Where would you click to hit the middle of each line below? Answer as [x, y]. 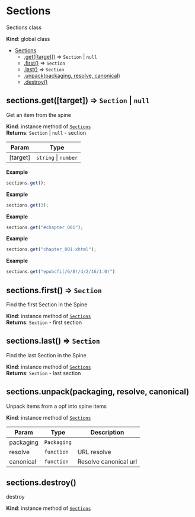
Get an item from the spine [39, 115]
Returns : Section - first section [44, 322]
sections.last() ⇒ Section [53, 341]
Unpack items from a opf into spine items [56, 406]
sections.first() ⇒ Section [54, 290]
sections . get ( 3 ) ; [28, 205]
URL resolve [94, 452]
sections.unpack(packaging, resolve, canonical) [98, 392]
